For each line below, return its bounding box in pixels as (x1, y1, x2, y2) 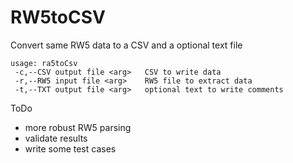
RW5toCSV (10, 6, 106, 29)
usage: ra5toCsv (10, 58, 78, 68)
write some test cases (24, 142, 117, 155)
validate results (24, 132, 88, 144)
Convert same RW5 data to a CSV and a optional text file (10, 39, 243, 51)
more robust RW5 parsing (24, 121, 132, 133)
